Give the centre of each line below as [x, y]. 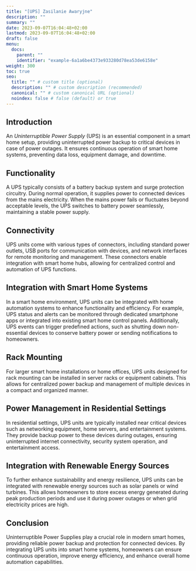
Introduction [29, 122]
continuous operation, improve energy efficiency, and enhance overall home [98, 556]
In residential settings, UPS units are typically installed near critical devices [96, 423]
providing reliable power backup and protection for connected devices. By [96, 544]
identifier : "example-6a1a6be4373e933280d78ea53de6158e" [87, 60]
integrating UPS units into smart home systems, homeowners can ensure [94, 549]
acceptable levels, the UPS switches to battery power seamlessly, [85, 206]
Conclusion [27, 523]
